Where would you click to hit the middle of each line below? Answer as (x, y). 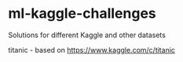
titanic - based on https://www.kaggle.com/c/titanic (91, 50)
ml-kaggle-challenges (82, 14)
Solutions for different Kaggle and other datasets (87, 35)
